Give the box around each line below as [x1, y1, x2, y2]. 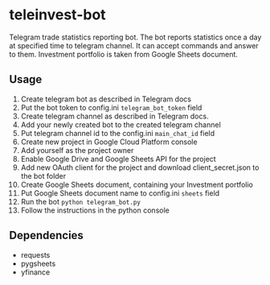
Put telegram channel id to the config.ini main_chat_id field [20, 128, 215, 138]
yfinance [20, 267, 51, 277]
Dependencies [9, 229, 84, 242]
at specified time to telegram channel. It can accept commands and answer [9, 40, 260, 50]
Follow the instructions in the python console [20, 205, 170, 215]
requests [20, 250, 51, 259]
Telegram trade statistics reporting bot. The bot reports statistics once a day [9, 32, 262, 42]
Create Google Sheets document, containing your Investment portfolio [20, 180, 254, 189]
